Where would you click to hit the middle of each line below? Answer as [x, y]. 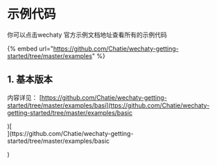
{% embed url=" [31, 49]
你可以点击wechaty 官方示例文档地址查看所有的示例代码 [87, 35]
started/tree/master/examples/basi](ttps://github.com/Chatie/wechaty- [108, 105]
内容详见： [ [25, 97]
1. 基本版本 [30, 79]
